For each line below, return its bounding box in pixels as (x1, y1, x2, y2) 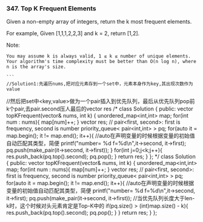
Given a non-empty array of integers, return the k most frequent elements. (6, 18, 192, 25)
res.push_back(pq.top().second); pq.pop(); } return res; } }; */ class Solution (6, 153, 196, 160)
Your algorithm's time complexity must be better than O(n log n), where (6, 59, 197, 65)
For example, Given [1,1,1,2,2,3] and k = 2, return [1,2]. (6, 30, 140, 37)
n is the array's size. (6, 64, 67, 70)
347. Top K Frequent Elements (6, 4, 97, 13)
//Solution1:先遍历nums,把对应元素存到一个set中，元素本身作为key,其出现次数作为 (6, 81, 193, 87)
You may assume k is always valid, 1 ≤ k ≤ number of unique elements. (6, 53, 191, 59)
